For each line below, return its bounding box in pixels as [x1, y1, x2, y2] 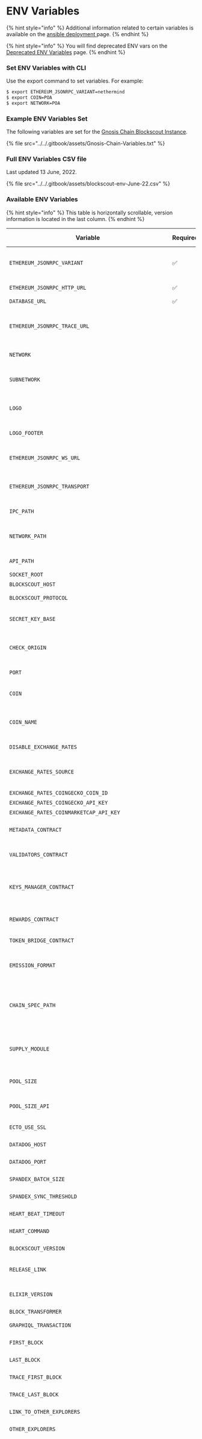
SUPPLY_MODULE [9, 1045, 50, 1052]
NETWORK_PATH [9, 532, 47, 540]
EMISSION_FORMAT [9, 962, 56, 969]
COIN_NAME [9, 719, 37, 725]
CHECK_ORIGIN [9, 644, 47, 651]
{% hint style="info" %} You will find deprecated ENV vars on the [6, 42, 168, 49]
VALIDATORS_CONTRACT [9, 851, 68, 858]
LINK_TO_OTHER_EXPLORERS [9, 1408, 81, 1415]
